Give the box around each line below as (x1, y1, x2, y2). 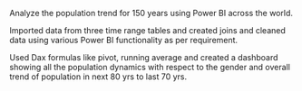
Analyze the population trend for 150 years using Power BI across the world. (9, 8, 293, 18)
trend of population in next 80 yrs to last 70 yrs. (9, 71, 188, 82)
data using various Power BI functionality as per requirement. (9, 35, 239, 45)
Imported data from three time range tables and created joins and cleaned (9, 25, 286, 35)
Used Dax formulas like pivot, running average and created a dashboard (9, 52, 278, 62)
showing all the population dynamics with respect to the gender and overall (9, 62, 290, 72)
